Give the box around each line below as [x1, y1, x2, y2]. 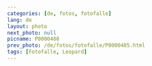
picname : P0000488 [7, 36, 60, 43]
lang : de [7, 16, 32, 23]
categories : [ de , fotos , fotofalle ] [7, 10, 112, 17]
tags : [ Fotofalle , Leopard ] [7, 49, 88, 56]
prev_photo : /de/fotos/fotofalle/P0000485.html [7, 42, 146, 49]
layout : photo [7, 23, 48, 30]
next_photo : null [7, 29, 57, 36]
